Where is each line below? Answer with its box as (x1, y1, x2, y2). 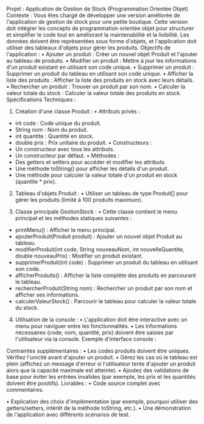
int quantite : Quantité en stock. (15, 132, 94, 140)
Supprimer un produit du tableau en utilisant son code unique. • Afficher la (6, 70, 194, 77)
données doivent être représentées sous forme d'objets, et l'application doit (6, 38, 197, 45)
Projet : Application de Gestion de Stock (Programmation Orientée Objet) (6, 5, 189, 12)
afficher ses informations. (15, 291, 80, 298)
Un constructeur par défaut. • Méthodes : (15, 152, 120, 159)
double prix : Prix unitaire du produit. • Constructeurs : (15, 139, 152, 146)
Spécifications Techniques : (6, 96, 76, 103)
